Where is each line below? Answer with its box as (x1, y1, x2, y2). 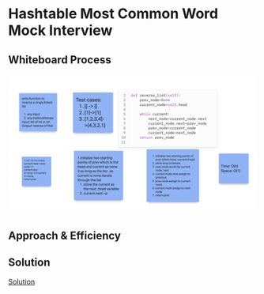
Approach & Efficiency (8, 228, 121, 242)
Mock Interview (8, 21, 113, 40)
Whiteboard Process (8, 53, 112, 66)
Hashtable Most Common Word (8, 5, 219, 23)
